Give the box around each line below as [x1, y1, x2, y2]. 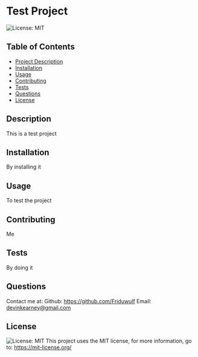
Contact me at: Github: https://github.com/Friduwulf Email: [6, 297, 152, 304]
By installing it [6, 163, 41, 170]
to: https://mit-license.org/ [6, 344, 72, 351]
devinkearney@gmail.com [6, 304, 71, 311]
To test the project [6, 197, 52, 204]
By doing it [6, 264, 33, 271]
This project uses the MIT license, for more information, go [45, 337, 192, 345]
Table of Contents [6, 42, 75, 52]
